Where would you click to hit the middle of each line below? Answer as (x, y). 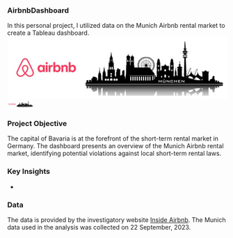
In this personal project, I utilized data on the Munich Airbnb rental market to (116, 26)
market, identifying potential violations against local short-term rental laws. (114, 153)
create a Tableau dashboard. (48, 33)
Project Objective (37, 124)
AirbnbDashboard (38, 10)
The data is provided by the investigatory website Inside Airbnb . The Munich (116, 220)
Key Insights (29, 171)
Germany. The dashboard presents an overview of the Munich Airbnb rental (115, 146)
